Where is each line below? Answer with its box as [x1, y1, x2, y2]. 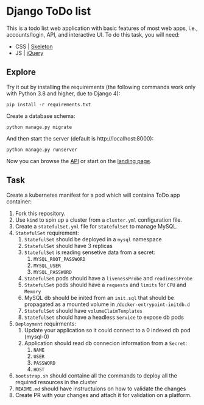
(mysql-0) [24, 333, 50, 340]
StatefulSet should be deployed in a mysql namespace [24, 235, 163, 243]
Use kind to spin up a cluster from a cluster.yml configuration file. [15, 216, 183, 224]
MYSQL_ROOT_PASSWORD [33, 256, 86, 262]
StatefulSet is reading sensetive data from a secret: [24, 249, 155, 256]
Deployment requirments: [15, 319, 76, 327]
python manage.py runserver [6, 147, 78, 153]
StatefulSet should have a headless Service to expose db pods [24, 313, 185, 321]
